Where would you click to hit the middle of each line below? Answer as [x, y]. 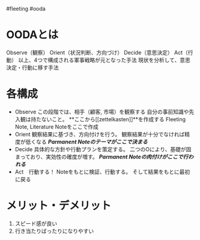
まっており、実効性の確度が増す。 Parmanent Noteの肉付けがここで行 [101, 157]
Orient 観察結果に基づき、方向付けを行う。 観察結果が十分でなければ [100, 134]
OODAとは [32, 35]
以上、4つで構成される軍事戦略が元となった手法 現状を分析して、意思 [104, 60]
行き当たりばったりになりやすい [54, 231]
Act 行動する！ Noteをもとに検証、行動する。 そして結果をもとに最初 [102, 172]
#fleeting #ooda [26, 9]
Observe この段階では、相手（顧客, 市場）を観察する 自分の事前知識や [102, 112]
